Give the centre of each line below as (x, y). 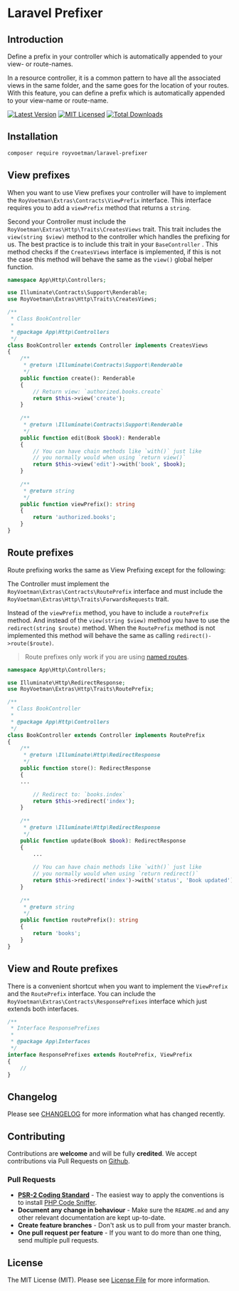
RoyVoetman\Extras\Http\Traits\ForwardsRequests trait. (88, 599)
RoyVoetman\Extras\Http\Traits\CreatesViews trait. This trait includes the (115, 229)
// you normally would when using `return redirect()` (116, 874)
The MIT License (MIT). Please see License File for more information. (108, 1280)
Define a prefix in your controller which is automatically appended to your (115, 56)
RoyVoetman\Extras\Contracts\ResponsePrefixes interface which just (107, 1001)
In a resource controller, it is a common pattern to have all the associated (114, 78)
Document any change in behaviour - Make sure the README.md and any (123, 1210)
